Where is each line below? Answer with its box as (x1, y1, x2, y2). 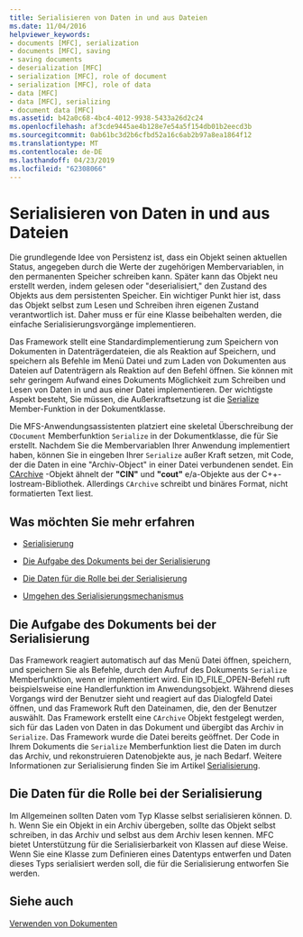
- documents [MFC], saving (9, 47, 111, 56)
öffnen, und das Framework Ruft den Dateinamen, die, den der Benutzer (9, 703, 278, 713)
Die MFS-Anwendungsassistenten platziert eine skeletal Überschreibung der (9, 421, 294, 432)
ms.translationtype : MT (9, 139, 99, 148)
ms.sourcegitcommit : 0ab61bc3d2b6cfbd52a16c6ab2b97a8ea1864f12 (9, 131, 252, 140)
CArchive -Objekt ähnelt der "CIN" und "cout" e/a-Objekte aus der (9, 469, 260, 480)
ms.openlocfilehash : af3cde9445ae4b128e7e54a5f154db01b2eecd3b (9, 123, 252, 132)
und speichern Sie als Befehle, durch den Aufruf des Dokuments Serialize (9, 664, 288, 675)
